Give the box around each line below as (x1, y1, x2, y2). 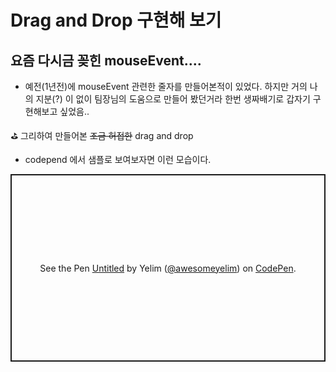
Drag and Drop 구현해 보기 (10, 9, 222, 32)
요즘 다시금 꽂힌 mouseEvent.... (10, 52, 202, 69)
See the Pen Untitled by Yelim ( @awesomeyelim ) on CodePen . (39, 262, 297, 274)
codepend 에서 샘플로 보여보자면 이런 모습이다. (24, 154, 212, 165)
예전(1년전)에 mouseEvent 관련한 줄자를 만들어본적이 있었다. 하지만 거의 (24, 81, 308, 92)
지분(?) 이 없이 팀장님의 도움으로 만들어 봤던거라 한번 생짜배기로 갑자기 (35, 93, 311, 105)
